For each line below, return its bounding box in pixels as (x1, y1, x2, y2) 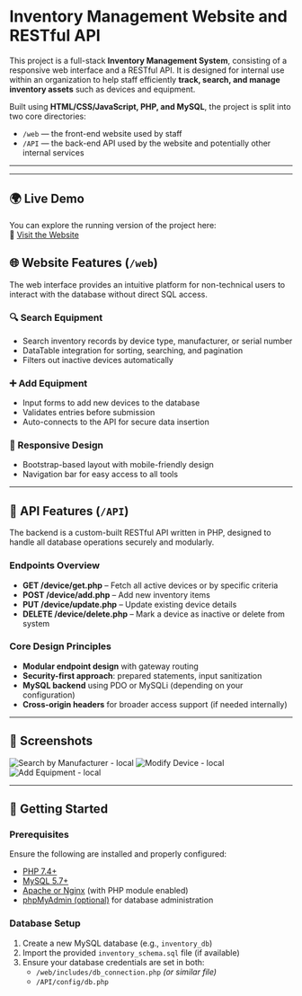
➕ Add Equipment (9, 377, 88, 389)
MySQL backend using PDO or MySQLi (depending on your (22, 680, 244, 690)
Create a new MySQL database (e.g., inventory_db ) (22, 938, 213, 948)
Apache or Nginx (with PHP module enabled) (22, 885, 189, 896)
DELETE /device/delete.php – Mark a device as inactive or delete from (22, 609, 286, 619)
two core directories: (9, 111, 87, 121)
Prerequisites (9, 828, 69, 840)
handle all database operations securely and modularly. (9, 537, 215, 547)
